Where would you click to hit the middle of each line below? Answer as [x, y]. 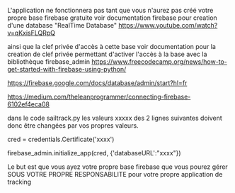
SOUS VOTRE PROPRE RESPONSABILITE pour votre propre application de [115, 174]
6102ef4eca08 [28, 104]
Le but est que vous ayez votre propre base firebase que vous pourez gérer [117, 167]
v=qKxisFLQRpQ [31, 33]
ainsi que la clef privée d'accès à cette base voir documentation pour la [111, 46]
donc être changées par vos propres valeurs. [73, 126]
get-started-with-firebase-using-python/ [67, 69]
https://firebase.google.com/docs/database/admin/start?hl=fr [97, 83]
